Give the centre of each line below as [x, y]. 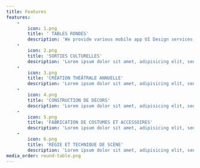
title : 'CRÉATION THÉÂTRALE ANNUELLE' [76, 78]
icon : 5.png [43, 117]
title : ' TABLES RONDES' [58, 34]
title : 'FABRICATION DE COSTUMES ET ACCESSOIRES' [90, 123]
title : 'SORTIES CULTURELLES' [65, 56]
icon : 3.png [43, 73]
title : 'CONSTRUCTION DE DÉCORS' [69, 100]
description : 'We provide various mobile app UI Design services [110, 39]
